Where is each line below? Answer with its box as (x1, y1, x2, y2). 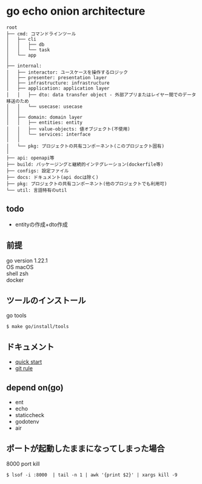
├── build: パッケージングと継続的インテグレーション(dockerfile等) (6, 161, 164, 167)
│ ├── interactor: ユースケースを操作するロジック (6, 69, 129, 75)
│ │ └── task (6, 47, 50, 53)
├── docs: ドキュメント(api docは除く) (6, 174, 99, 180)
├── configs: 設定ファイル (6, 167, 69, 174)
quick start (15, 358, 42, 366)
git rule (15, 365, 33, 372)
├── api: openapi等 (6, 155, 55, 161)
